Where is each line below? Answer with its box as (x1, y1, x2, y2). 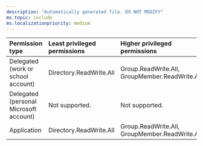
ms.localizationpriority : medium (6, 20, 91, 26)
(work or (9, 65, 34, 73)
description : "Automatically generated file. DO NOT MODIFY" (6, 8, 164, 15)
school (9, 72, 29, 81)
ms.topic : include (6, 15, 53, 21)
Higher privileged (120, 39, 172, 48)
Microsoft (9, 105, 37, 113)
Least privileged (48, 39, 97, 48)
